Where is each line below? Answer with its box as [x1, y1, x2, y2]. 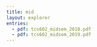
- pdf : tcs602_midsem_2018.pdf [12, 26, 92, 32]
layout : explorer [6, 15, 51, 21]
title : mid [6, 9, 34, 15]
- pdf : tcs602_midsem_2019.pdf [12, 32, 92, 38]
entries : [6, 20, 29, 26]
